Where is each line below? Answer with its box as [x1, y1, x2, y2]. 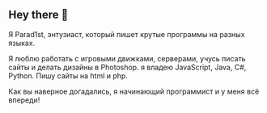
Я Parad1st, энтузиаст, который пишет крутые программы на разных [8, 29, 245, 39]
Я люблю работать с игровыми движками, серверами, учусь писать [8, 53, 246, 63]
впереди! [8, 94, 40, 105]
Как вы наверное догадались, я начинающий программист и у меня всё [8, 86, 260, 96]
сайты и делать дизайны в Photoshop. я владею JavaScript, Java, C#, [8, 62, 247, 72]
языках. [8, 38, 36, 48]
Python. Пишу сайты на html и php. [8, 70, 128, 81]
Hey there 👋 [8, 8, 69, 22]
